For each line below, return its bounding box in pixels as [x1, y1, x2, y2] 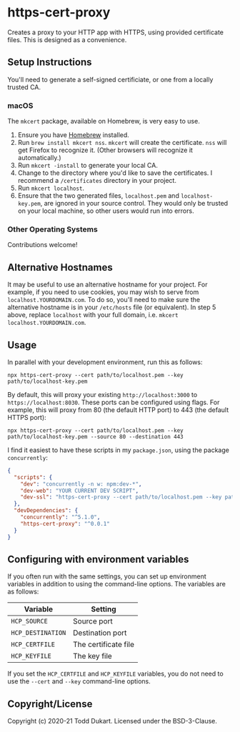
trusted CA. [7, 83, 41, 91]
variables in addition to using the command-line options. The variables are [7, 580, 226, 588]
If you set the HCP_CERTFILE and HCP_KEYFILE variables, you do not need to [7, 669, 224, 678]
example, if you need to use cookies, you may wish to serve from [7, 288, 199, 296]
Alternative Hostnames [7, 261, 113, 274]
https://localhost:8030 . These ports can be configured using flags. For [7, 398, 220, 406]
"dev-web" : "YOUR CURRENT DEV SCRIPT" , [20, 487, 139, 494]
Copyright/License [7, 698, 93, 710]
